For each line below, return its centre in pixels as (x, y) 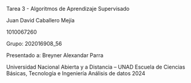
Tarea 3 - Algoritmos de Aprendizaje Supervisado (68, 9)
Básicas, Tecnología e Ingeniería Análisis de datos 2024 (76, 73)
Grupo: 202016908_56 (34, 44)
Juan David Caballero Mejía (40, 20)
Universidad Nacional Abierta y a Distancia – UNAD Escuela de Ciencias (96, 67)
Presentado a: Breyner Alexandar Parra (55, 55)
